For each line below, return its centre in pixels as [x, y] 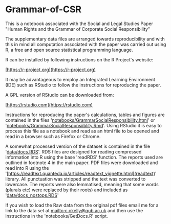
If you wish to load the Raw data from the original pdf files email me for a [82, 205]
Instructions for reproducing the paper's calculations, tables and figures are [85, 115]
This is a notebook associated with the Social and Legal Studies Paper [79, 24]
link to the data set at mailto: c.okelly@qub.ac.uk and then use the [74, 210]
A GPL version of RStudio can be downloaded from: [60, 95]
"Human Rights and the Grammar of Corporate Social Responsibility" [78, 29]
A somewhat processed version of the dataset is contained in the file [78, 146]
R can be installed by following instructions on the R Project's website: [79, 59]
